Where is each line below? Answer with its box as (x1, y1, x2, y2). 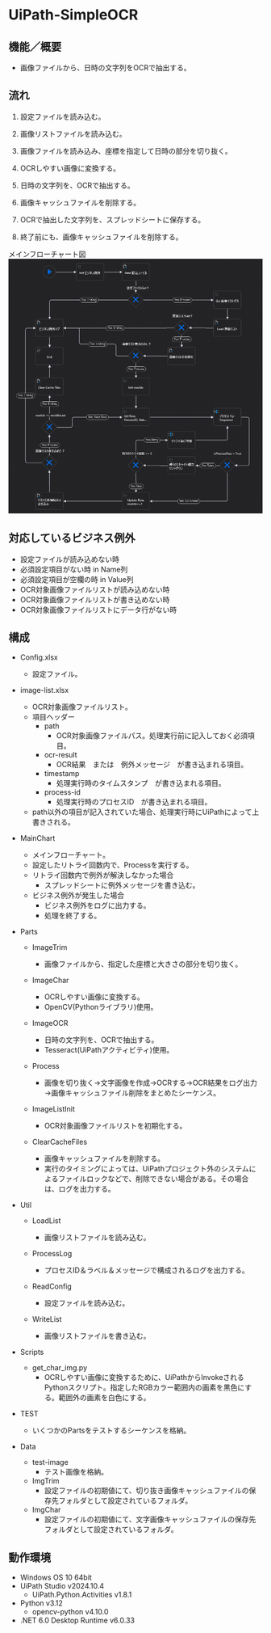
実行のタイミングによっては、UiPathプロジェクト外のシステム (44, 1164, 250, 1174)
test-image (31, 1458, 69, 1467)
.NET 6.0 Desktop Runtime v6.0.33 (19, 1615, 135, 1626)
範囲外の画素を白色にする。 (58, 1393, 151, 1403)
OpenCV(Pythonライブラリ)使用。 (44, 1002, 158, 1012)
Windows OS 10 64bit (19, 1572, 93, 1582)
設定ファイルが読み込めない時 (19, 554, 119, 563)
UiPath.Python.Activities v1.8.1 (31, 1590, 132, 1600)
